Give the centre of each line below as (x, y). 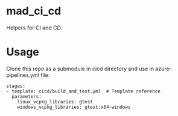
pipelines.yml (23, 75)
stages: (16, 86)
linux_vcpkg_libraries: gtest (55, 102)
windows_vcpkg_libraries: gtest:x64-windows (74, 107)
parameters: (27, 96)
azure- (164, 69)
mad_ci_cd (34, 11)
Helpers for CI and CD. (34, 28)
